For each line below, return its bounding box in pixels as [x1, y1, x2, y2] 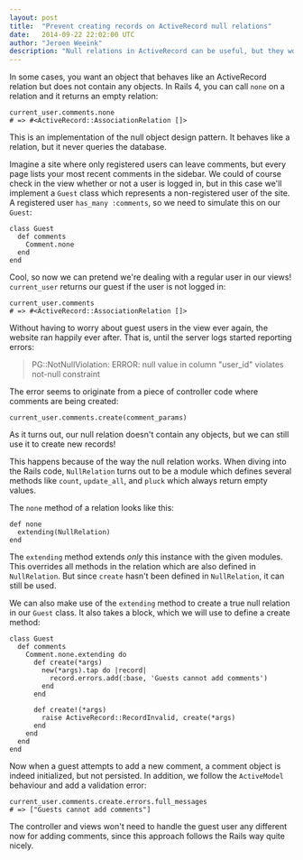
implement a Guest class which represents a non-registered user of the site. [9, 188, 290, 199]
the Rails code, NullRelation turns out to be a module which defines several [9, 466, 292, 476]
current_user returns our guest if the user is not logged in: [9, 282, 226, 292]
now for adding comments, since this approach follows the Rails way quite [9, 831, 286, 842]
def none [9, 520, 42, 529]
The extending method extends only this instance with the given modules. [9, 551, 284, 562]
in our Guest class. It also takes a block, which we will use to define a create [9, 607, 290, 618]
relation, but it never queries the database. [9, 142, 167, 153]
